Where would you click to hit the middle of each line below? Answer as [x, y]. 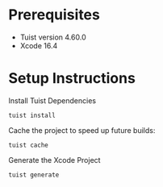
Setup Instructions [72, 79]
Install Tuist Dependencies [52, 100]
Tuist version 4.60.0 [53, 37]
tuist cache [28, 145]
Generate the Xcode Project [54, 160]
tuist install [32, 115]
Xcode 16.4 [39, 45]
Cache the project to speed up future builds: [82, 130]
